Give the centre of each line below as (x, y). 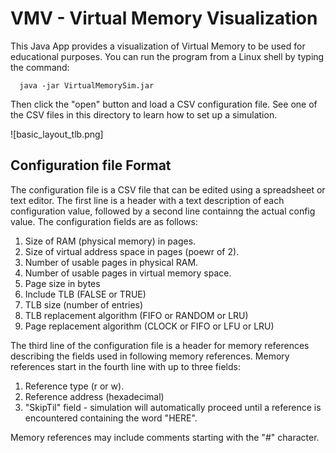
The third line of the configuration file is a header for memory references (160, 345)
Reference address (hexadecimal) (94, 396)
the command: (40, 67)
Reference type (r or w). (74, 386)
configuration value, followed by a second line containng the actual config (163, 211)
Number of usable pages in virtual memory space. (128, 273)
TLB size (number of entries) (84, 304)
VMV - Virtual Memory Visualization (164, 18)
